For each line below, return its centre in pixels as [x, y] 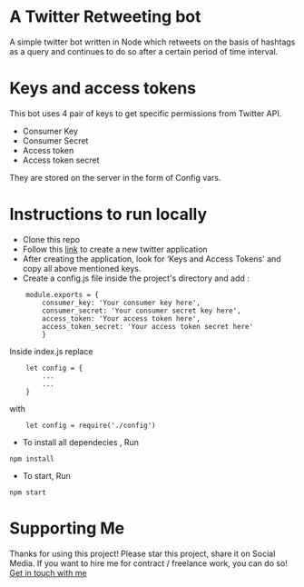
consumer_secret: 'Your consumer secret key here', [142, 311]
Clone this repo [51, 239]
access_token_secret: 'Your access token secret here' [148, 326]
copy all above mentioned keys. [82, 268]
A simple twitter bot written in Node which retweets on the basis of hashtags [152, 42]
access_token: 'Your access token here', [122, 318]
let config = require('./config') [91, 425]
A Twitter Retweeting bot [105, 17]
